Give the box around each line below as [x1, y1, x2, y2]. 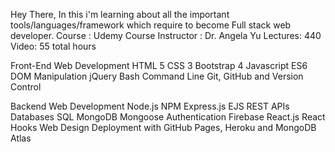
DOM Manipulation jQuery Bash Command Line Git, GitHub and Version [10, 70, 304, 82]
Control [10, 81, 42, 93]
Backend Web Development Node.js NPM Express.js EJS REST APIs [10, 100, 290, 112]
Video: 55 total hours [10, 40, 97, 52]
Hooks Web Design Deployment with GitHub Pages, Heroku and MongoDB [10, 122, 317, 133]
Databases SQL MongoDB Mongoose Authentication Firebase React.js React [10, 111, 326, 123]
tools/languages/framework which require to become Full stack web [10, 19, 292, 31]
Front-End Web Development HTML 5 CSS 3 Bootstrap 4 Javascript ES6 [10, 60, 308, 71]
